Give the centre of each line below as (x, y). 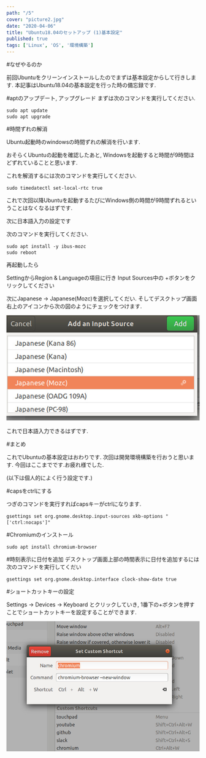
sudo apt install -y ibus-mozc (46, 246)
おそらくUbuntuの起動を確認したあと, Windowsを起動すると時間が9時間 (98, 155)
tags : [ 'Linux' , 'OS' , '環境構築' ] (50, 45)
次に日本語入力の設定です (39, 221)
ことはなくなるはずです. (42, 208)
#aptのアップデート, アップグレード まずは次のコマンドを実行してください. (101, 98)
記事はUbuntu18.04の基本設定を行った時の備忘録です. (88, 85)
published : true (27, 39)
